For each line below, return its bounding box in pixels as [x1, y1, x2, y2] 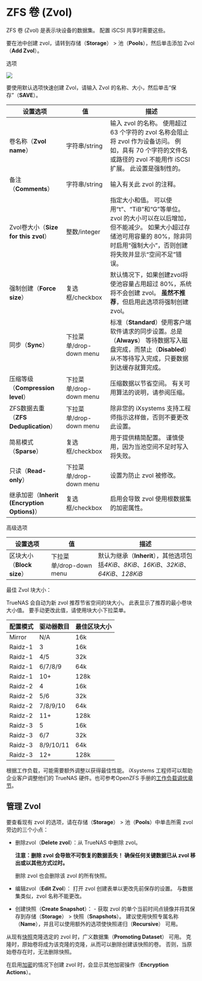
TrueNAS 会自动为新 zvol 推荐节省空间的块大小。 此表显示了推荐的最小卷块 [6, 598, 192, 606]
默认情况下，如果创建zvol [110, 270, 182, 279]
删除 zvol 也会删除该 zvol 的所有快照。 [14, 872, 110, 879]
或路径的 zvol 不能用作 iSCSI [110, 155, 191, 163]
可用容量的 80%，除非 [122, 232, 186, 240]
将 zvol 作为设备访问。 [110, 137, 174, 145]
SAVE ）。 [19, 91, 41, 98]
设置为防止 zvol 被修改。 [110, 471, 180, 480]
